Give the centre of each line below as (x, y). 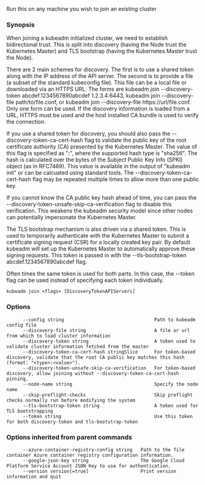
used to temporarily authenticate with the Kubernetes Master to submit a (98, 236)
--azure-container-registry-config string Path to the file (103, 450)
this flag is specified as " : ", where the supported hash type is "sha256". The (102, 153)
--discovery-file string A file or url (106, 330)
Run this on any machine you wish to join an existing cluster (82, 9)
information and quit (34, 476)
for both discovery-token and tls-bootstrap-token (72, 422)
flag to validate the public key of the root (136, 140)
